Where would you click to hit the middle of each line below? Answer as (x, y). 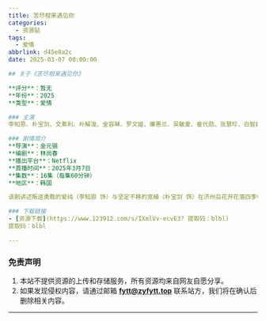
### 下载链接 (27, 211)
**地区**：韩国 (30, 183)
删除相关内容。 (44, 300)
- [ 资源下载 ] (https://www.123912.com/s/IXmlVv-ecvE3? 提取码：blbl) (119, 219)
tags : (17, 38)
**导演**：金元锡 (33, 146)
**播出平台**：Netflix (43, 160)
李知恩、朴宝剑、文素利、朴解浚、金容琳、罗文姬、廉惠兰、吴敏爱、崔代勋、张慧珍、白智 (132, 125)
